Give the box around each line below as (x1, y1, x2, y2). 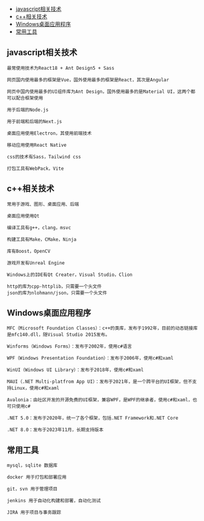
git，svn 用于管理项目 (7, 486, 58, 492)
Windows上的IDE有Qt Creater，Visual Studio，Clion (7, 272, 133, 278)
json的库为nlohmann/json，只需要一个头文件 (7, 290, 108, 296)
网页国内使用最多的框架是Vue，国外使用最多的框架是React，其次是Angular (7, 76, 169, 83)
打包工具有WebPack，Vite (7, 166, 64, 172)
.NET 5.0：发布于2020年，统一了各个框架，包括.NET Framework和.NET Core (7, 415, 179, 422)
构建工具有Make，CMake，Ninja (7, 236, 77, 243)
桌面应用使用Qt (7, 213, 40, 219)
